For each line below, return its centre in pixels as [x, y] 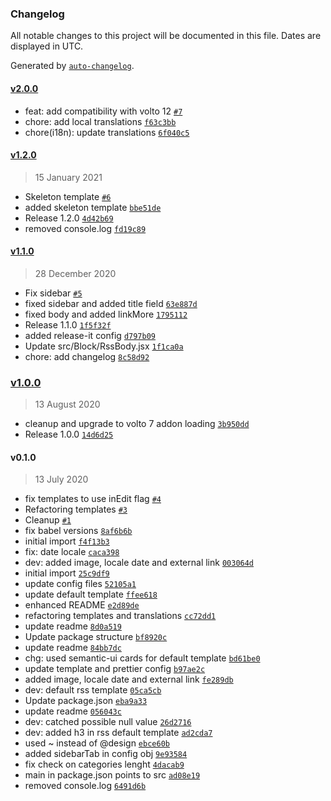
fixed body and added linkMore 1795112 [106, 314]
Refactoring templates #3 [76, 509]
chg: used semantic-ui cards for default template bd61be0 [142, 658]
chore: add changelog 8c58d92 [87, 356]
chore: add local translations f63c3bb [100, 121]
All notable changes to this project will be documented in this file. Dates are [166, 36]
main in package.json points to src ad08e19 [112, 775]
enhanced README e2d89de [82, 605]
